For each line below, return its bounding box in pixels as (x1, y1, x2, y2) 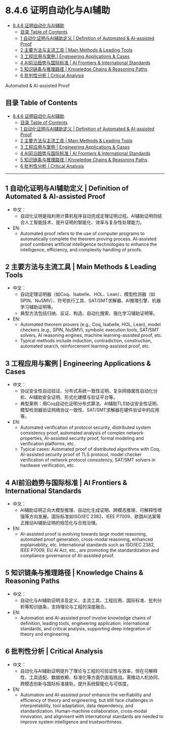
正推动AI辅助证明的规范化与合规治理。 (20, 520, 100, 525)
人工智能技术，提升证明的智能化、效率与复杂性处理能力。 (24, 219, 145, 225)
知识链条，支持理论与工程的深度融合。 (29, 603, 109, 609)
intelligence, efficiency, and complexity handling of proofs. (20, 246, 143, 252)
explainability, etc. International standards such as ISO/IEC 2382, (20, 542, 155, 547)
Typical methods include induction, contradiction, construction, (20, 338, 152, 344)
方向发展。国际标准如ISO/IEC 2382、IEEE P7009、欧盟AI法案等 (29, 513, 161, 519)
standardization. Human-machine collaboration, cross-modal (20, 708, 147, 714)
